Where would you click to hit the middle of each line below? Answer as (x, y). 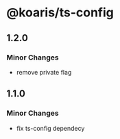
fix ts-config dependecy (50, 128)
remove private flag (44, 72)
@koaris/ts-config (60, 13)
